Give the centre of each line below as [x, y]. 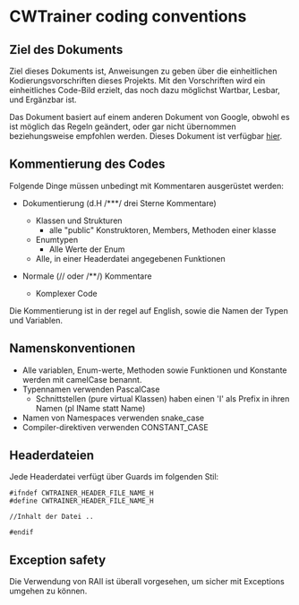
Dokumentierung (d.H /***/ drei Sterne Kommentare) [119, 203]
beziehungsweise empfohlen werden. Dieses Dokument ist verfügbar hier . [146, 136]
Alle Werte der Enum [87, 249]
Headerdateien [52, 456]
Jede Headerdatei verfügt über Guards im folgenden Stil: [114, 477]
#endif [21, 532]
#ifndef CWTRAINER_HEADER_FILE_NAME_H [81, 493]
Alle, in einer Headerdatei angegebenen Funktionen [130, 258]
